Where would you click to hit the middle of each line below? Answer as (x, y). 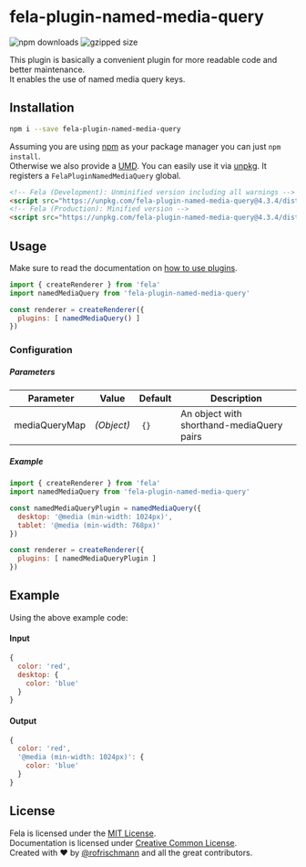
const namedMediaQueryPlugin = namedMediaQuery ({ (106, 508)
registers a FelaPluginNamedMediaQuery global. (95, 175)
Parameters (32, 371)
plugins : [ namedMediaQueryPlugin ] (87, 559)
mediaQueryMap (50, 425)
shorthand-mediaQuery (232, 425)
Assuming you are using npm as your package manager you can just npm (145, 146)
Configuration (41, 350)
